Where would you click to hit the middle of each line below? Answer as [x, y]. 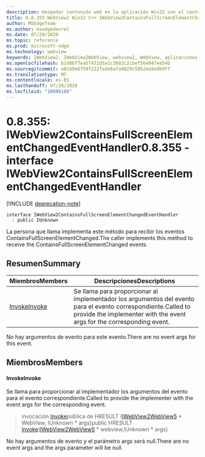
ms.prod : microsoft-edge [38, 46]
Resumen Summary [44, 264]
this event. [20, 343]
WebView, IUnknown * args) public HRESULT [77, 423]
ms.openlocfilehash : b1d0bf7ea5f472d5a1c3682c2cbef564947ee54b [88, 63]
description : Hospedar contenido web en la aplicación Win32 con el [95, 12]
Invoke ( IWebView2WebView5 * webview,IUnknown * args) [95, 430]
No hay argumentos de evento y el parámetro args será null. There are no [98, 441]
